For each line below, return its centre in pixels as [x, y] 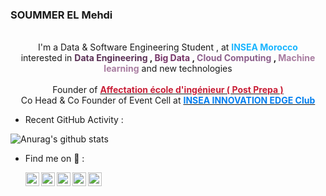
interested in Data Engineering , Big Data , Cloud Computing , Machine [168, 58]
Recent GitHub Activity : [74, 120]
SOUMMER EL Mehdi [61, 15]
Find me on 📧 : [54, 159]
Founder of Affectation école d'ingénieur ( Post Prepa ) [168, 90]
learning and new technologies [168, 69]
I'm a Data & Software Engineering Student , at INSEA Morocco [168, 47]
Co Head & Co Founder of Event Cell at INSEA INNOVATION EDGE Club [168, 100]
